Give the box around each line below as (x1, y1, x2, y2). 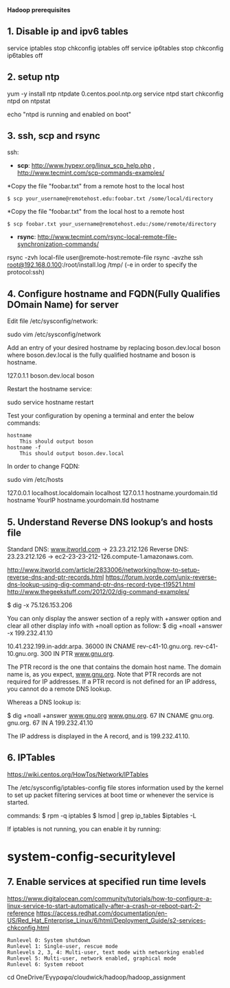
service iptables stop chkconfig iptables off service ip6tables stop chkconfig (7, 44, 224, 52)
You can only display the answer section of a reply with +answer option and (7, 615, 222, 623)
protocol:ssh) (7, 268, 45, 276)
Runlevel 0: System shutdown (7, 936, 91, 944)
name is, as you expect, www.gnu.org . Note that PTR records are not (7, 670, 202, 679)
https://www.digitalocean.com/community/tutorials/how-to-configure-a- (7, 894, 212, 903)
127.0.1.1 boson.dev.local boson (7, 371, 95, 380)
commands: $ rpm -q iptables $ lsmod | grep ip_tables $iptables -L (7, 811, 197, 820)
